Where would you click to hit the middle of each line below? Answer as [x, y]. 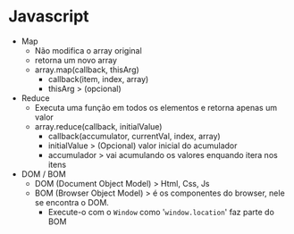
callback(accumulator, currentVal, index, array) [134, 136]
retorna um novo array [76, 60]
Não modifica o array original [88, 50]
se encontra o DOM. [71, 202]
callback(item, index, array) [98, 79]
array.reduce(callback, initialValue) [98, 126]
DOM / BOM [43, 174]
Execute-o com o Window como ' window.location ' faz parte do [161, 212]
